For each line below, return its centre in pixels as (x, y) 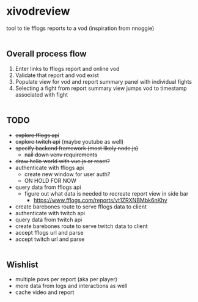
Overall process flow (46, 54)
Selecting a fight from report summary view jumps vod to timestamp (101, 88)
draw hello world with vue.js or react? (62, 161)
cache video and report (45, 292)
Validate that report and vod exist (57, 75)
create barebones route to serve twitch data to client (81, 226)
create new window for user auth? (67, 174)
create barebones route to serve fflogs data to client (81, 207)
